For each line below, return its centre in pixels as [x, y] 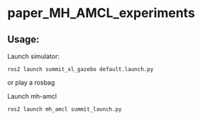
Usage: [24, 39]
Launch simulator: [34, 56]
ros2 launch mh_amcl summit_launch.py [64, 109]
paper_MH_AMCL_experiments [101, 13]
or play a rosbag [31, 82]
